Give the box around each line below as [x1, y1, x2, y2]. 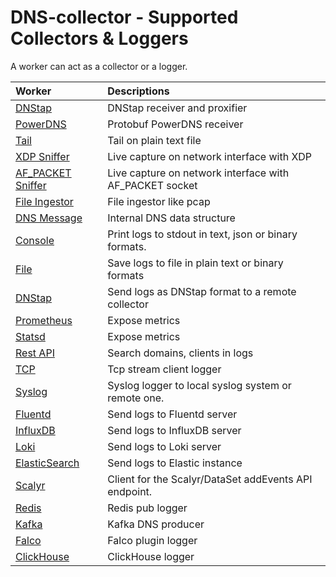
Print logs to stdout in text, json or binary [107, 227, 298, 241]
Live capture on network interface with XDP [107, 149, 313, 163]
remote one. [107, 391, 165, 405]
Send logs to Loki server [107, 439, 222, 453]
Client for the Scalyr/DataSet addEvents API [107, 472, 313, 486]
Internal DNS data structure [107, 211, 236, 225]
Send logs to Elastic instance [107, 456, 243, 470]
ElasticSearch [15, 456, 80, 470]
